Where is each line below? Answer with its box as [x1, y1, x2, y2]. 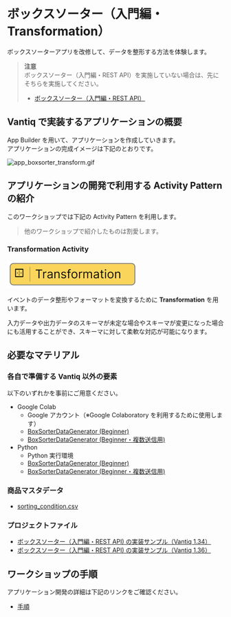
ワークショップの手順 [7, 568, 98, 580]
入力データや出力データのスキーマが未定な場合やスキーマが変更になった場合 [7, 318, 224, 327]
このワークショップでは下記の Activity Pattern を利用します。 [7, 212, 180, 220]
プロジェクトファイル [7, 521, 78, 530]
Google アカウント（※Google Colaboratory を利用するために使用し [27, 410, 217, 419]
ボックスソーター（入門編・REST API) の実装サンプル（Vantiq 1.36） [16, 546, 211, 554]
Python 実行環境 [27, 451, 74, 459]
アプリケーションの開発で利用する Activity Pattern [7, 180, 223, 191]
